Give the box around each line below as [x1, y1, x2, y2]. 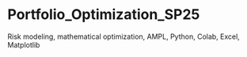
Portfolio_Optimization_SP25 [7, 6, 200, 24]
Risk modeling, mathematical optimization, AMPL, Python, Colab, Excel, [7, 32, 241, 41]
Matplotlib [7, 40, 40, 49]
